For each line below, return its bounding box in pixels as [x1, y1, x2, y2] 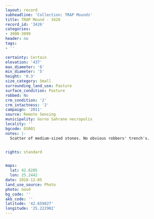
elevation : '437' [5, 59, 42, 64]
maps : [5, 163, 17, 168]
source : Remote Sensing [5, 112, 56, 117]
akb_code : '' [5, 196, 33, 202]
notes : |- [5, 131, 27, 136]
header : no [5, 36, 29, 41]
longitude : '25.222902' [5, 206, 56, 211]
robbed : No [5, 93, 29, 98]
